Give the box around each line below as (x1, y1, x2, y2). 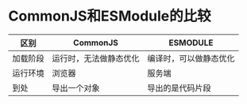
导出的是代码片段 (147, 82, 212, 93)
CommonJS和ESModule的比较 (8, 7, 212, 25)
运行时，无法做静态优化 (52, 53, 141, 64)
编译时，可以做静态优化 (147, 53, 236, 64)
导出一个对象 (52, 82, 101, 93)
